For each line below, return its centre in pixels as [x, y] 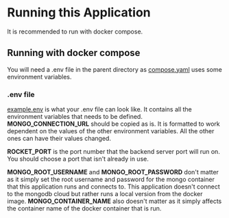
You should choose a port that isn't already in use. [78, 159]
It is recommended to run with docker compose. [75, 31]
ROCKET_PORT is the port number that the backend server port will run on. [114, 152]
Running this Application [79, 13]
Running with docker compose [74, 53]
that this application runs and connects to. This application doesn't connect [114, 187]
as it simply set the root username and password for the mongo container [111, 180]
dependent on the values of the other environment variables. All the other [111, 131]
